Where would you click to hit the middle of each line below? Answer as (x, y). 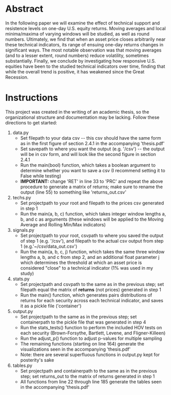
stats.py (21, 279)
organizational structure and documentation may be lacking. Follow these (82, 117)
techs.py (22, 197)
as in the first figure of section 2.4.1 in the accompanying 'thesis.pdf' (92, 143)
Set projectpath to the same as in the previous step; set (78, 317)
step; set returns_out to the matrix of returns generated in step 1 (87, 376)
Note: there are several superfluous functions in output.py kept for (90, 354)
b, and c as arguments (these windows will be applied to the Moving (92, 219)
